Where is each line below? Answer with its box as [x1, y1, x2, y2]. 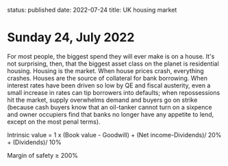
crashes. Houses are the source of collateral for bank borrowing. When [7, 74, 207, 82]
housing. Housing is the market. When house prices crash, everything [7, 66, 204, 74]
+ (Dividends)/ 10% [7, 138, 62, 146]
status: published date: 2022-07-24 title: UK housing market [7, 6, 177, 14]
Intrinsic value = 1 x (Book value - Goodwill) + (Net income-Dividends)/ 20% [7, 130, 222, 139]
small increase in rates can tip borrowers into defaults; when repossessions [7, 88, 220, 96]
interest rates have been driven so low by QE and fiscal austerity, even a [7, 81, 211, 89]
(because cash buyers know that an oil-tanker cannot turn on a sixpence [7, 102, 212, 111]
